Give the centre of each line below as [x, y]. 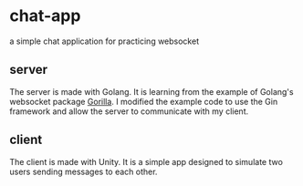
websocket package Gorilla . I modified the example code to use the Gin [144, 101]
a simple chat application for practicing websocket [104, 41]
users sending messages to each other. [84, 171]
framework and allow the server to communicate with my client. [129, 111]
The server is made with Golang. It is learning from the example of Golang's [151, 91]
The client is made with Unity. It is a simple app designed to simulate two [146, 161]
